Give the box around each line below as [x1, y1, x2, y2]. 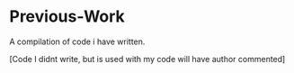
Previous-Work [9, 6, 126, 27]
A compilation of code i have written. [9, 36, 146, 47]
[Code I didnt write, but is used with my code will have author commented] [9, 53, 286, 64]
